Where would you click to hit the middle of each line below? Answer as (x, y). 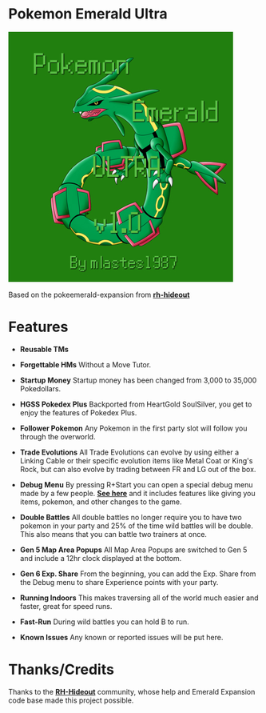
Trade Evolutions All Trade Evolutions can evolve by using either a (129, 452)
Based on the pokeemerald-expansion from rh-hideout (99, 294)
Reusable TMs (44, 349)
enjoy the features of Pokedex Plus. (78, 412)
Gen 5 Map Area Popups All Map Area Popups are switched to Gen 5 (133, 550)
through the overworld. (58, 436)
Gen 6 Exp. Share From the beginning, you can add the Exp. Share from (138, 574)
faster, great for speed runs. (66, 606)
